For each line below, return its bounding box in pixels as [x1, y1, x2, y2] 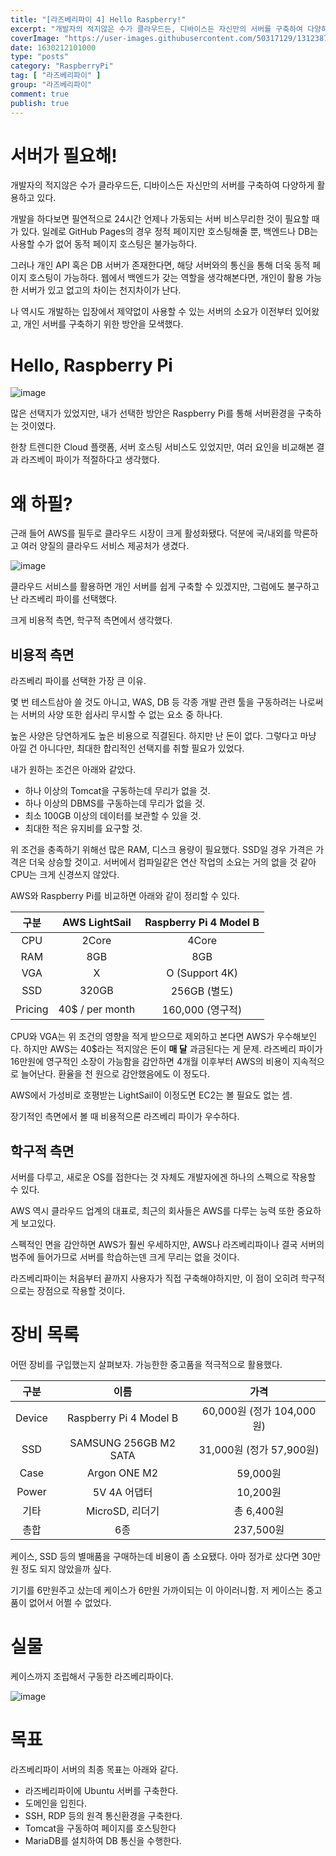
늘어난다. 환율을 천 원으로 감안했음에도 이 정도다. [20, 1068, 210, 1080]
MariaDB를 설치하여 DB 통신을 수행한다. [24, 1834, 182, 1846]
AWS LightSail [61, 916, 132, 930]
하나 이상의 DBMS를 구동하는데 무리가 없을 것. [24, 797, 206, 810]
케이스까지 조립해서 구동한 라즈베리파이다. [10, 1670, 174, 1682]
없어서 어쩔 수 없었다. [28, 1596, 112, 1608]
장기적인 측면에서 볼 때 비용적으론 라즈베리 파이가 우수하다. [10, 1111, 240, 1123]
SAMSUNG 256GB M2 [69, 1436, 177, 1450]
